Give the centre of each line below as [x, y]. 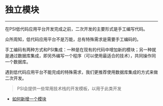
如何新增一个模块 [29, 99]
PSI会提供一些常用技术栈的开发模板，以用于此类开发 [69, 88]
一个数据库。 [18, 62]
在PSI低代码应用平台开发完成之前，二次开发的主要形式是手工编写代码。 [76, 29]
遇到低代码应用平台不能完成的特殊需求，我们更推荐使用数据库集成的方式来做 [81, 72]
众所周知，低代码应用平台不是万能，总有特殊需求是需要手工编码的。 [73, 39]
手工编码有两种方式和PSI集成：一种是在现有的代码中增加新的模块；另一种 [78, 50]
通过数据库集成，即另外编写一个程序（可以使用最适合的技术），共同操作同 [82, 55]
